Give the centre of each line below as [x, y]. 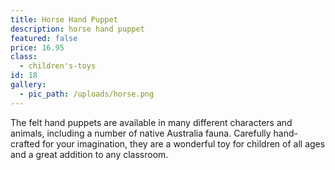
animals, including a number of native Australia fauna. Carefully [141, 133]
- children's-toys [58, 66]
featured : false [44, 38]
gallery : [28, 85]
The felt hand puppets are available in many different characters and [151, 122]
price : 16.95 [37, 47]
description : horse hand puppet [77, 29]
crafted [25, 143]
